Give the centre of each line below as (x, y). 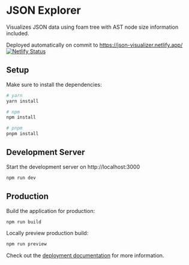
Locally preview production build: (47, 233)
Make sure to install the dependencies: (54, 84)
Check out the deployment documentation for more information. (85, 255)
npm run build (24, 222)
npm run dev (21, 178)
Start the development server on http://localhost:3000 (73, 167)
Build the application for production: (50, 211)
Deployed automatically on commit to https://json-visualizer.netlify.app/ (94, 45)
